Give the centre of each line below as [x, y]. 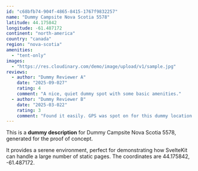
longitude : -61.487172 [34, 28]
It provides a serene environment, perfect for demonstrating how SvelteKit [97, 150]
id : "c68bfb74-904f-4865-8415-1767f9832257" [62, 11]
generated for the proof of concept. [49, 139]
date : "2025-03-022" [42, 105]
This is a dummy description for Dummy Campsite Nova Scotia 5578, [91, 133]
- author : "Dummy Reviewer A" [49, 77]
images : [16, 61]
